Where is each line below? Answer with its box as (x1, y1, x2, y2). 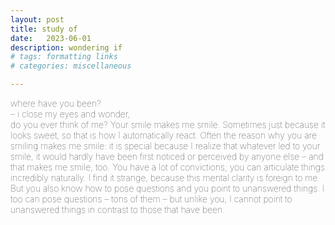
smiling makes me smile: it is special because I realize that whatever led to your (10, 140, 321, 151)
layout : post (10, 14, 65, 25)
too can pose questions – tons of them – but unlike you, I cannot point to (10, 193, 293, 205)
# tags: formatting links (10, 52, 118, 62)
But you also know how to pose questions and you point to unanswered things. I (10, 182, 325, 194)
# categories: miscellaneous (10, 61, 132, 71)
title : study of (10, 24, 78, 34)
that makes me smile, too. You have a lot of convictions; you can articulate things (10, 161, 325, 173)
